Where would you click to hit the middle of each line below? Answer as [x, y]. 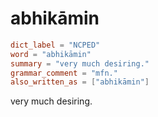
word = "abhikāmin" [51, 54]
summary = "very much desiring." [80, 63]
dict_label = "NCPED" [55, 45]
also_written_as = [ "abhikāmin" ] [80, 82]
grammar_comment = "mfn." [64, 73]
